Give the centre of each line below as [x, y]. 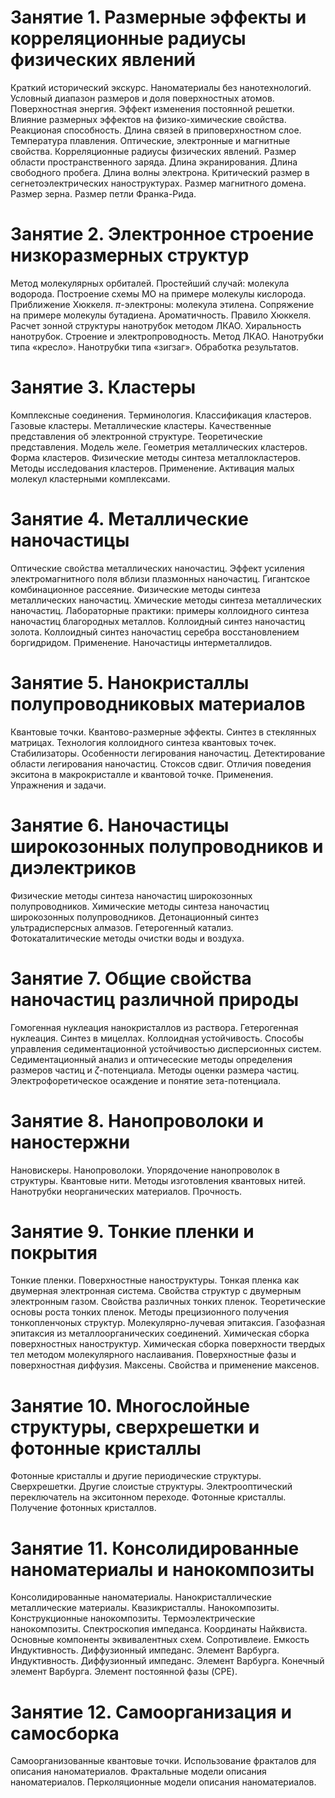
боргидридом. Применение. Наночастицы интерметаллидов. [141, 642]
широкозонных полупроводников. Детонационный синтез [134, 917]
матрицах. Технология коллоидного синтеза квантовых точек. [143, 742]
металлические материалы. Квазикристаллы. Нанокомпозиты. [145, 1608]
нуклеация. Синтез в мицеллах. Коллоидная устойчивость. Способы [157, 1038]
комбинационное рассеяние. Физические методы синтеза [135, 589]
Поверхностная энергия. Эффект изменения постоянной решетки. [152, 108]
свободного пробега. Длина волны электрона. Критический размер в [160, 172]
